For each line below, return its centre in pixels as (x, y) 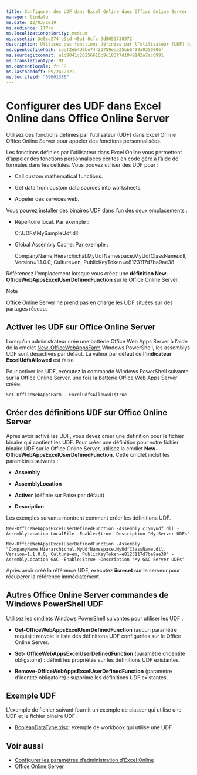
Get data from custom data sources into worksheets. (78, 188)
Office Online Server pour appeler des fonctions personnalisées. (84, 141)
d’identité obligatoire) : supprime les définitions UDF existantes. (91, 677)
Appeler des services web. (47, 199)
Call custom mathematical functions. (59, 176)
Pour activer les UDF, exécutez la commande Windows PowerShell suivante (97, 371)
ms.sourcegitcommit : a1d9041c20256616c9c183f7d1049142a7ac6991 (85, 55)
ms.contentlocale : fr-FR (36, 66)
